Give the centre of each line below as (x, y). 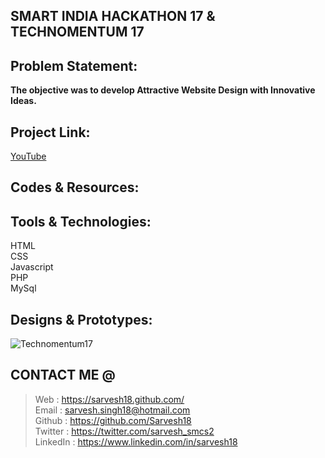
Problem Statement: (74, 65)
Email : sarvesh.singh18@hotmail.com (112, 410)
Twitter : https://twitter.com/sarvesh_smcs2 (124, 431)
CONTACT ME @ (63, 375)
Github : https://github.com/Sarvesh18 (113, 420)
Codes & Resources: (75, 187)
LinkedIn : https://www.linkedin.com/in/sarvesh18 (136, 441)
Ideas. (23, 101)
